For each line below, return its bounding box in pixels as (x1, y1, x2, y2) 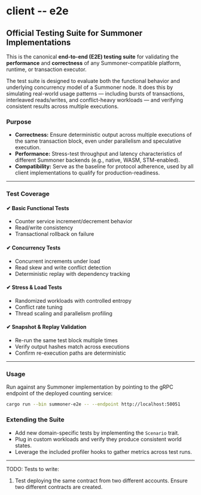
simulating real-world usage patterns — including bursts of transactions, (6, 90, 185, 97)
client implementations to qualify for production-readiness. (14, 169, 160, 177)
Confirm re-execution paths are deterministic (14, 349, 127, 356)
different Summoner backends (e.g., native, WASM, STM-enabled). (14, 156, 181, 164)
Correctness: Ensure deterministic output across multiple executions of (14, 131, 192, 139)
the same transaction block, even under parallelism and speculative (14, 137, 181, 144)
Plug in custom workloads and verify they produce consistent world (14, 435, 182, 442)
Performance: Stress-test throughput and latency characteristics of (14, 150, 182, 158)
